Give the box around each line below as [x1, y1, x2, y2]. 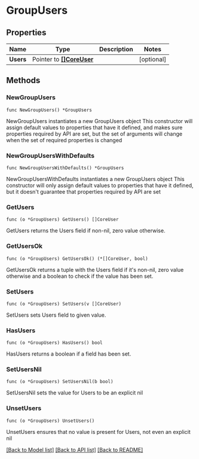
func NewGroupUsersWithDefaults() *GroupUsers [6, 165, 124, 171]
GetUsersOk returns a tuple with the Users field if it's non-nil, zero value [6, 266, 184, 273]
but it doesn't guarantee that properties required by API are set [6, 188, 161, 195]
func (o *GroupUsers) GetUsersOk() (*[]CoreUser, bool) [6, 255, 148, 262]
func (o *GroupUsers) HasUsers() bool [6, 340, 103, 346]
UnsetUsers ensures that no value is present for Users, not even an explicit [6, 428, 191, 435]
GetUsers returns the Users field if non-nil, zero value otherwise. [6, 227, 166, 234]
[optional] [139, 55, 167, 63]
